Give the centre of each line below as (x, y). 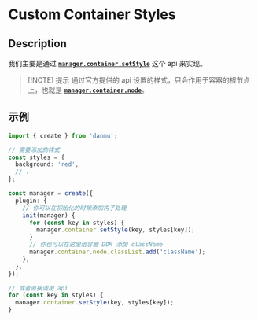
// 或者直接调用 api (38, 288)
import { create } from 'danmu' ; (63, 135)
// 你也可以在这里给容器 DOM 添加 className (96, 245)
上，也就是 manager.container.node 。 (88, 90)
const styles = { (37, 157)
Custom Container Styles (92, 15)
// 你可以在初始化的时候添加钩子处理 (75, 208)
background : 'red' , (47, 164)
